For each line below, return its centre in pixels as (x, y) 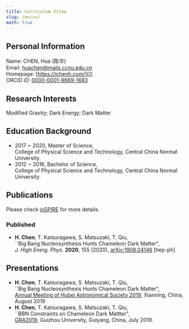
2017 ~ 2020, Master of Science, (54, 145)
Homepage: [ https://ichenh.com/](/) (49, 74)
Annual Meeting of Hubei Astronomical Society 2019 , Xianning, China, (99, 295)
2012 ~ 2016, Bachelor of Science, (56, 164)
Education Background (49, 131)
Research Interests (41, 98)
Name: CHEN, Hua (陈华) (36, 61)
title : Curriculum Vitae (36, 11)
